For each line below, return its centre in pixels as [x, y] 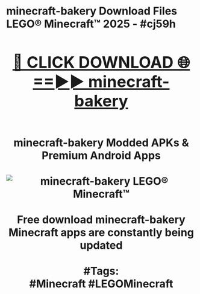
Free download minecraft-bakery [101, 219]
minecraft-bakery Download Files [92, 11]
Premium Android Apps [101, 155]
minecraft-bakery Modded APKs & [101, 142]
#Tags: [101, 271]
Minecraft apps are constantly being [101, 232]
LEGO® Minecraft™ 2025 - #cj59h [91, 24]
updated [101, 245]
